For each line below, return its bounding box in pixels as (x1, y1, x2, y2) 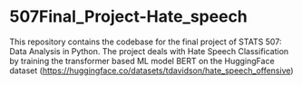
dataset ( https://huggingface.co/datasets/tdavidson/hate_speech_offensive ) (9, 65, 294, 76)
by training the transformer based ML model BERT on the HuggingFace (9, 55, 275, 66)
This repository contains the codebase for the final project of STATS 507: (9, 36, 282, 47)
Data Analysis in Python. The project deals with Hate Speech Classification (9, 45, 289, 56)
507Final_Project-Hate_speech (9, 6, 248, 27)
